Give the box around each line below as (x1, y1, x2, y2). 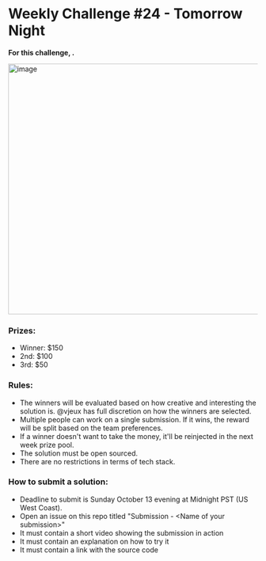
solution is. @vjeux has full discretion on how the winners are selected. (19, 406, 252, 416)
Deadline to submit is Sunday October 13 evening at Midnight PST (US (19, 494, 249, 504)
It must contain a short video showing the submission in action (19, 528, 224, 537)
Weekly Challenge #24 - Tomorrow (8, 5, 243, 23)
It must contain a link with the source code (19, 544, 158, 555)
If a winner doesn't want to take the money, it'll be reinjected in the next (19, 431, 253, 441)
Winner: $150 (19, 343, 63, 353)
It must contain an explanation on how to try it (19, 536, 169, 546)
